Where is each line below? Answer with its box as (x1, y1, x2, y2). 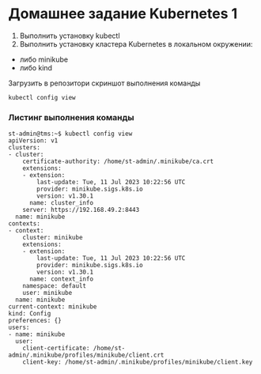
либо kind (19, 62, 53, 72)
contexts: (8, 220, 41, 228)
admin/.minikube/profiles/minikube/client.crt (8, 351, 165, 360)
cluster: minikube (22, 234, 83, 242)
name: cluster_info (28, 199, 93, 207)
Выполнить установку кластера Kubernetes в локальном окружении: (19, 39, 253, 48)
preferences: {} (8, 317, 62, 325)
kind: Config (8, 310, 51, 318)
